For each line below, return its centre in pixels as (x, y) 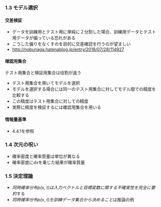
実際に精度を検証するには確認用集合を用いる (57, 107)
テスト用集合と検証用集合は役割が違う (43, 73)
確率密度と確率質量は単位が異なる (46, 156)
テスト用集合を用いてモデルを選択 (46, 83)
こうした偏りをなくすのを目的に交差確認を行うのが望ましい (71, 44)
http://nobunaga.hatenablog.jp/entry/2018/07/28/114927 (68, 49)
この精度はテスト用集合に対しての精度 (50, 101)
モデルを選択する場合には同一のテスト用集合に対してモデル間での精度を (84, 89)
